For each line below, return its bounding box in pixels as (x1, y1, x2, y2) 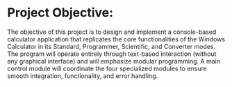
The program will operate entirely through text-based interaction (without (7, 50, 217, 58)
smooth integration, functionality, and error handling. (7, 71, 158, 80)
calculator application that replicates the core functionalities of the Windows (7, 35, 226, 43)
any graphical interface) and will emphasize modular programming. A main (7, 57, 221, 65)
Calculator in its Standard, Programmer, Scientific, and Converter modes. (7, 42, 216, 50)
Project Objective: (7, 5, 113, 21)
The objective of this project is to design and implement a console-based (7, 28, 217, 36)
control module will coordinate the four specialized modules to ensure (7, 64, 207, 72)
